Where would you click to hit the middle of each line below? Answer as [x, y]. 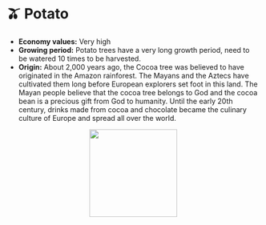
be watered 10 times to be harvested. [79, 58]
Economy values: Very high [64, 41]
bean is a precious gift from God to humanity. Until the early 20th [125, 101]
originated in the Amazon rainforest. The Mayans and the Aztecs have [133, 75]
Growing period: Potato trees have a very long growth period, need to [134, 50]
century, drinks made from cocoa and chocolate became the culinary [132, 109]
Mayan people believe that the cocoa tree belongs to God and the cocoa [138, 92]
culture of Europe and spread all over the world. [97, 118]
